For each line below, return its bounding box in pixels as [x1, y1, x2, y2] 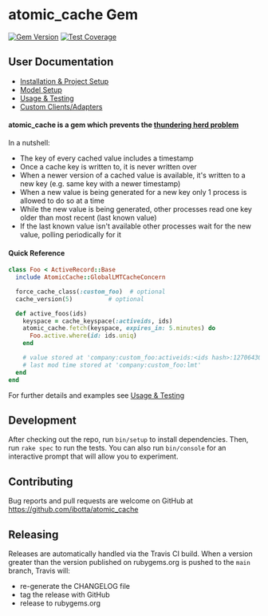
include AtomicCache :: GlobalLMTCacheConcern [15, 273, 166, 281]
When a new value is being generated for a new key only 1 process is [19, 187, 247, 197]
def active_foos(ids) [15, 309, 88, 317]
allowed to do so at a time [19, 196, 105, 205]
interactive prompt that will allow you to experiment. [8, 451, 179, 461]
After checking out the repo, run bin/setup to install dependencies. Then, [8, 435, 249, 444]
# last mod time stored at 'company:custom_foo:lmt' [22, 361, 202, 369]
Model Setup [19, 85, 62, 94]
